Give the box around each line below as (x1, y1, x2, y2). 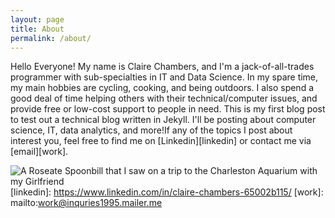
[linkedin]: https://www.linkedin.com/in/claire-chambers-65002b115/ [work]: (10, 186, 324, 198)
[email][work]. (10, 146, 69, 158)
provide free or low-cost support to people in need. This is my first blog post (10, 103, 326, 115)
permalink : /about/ (10, 33, 92, 43)
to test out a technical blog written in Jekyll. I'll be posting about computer (10, 114, 317, 126)
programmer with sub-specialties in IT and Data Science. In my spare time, (10, 71, 319, 83)
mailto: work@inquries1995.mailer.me (10, 197, 163, 209)
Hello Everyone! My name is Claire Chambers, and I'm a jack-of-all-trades (10, 61, 315, 73)
